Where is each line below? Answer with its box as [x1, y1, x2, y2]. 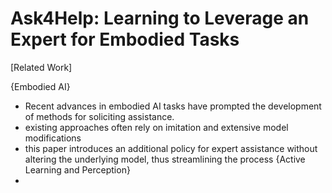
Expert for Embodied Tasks [10, 28, 240, 51]
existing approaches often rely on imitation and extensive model [24, 121, 289, 133]
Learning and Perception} [24, 163, 131, 176]
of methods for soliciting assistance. [24, 110, 175, 122]
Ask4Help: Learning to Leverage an [10, 7, 310, 30]
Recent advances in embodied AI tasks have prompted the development [24, 100, 322, 112]
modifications [24, 132, 82, 144]
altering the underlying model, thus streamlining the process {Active [24, 153, 306, 165]
